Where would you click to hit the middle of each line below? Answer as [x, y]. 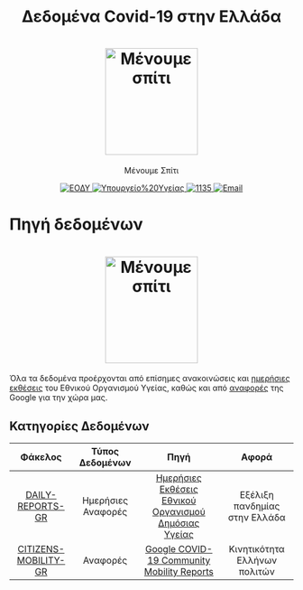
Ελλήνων [257, 560]
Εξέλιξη [257, 495]
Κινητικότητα [257, 549]
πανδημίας [257, 506]
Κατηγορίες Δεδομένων [79, 426]
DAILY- [41, 495]
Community [186, 560]
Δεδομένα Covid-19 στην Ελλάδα [151, 17]
